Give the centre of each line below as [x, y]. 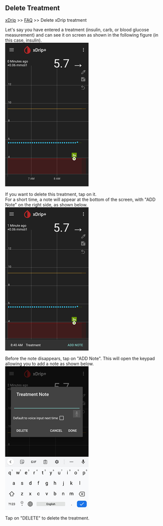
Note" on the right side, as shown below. [46, 204]
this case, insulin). [23, 40]
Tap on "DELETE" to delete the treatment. [47, 518]
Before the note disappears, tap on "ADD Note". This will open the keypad [80, 358]
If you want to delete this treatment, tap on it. [51, 194]
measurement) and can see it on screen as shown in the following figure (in [82, 35]
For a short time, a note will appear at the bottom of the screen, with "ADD [80, 199]
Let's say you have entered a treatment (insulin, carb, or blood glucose [77, 30]
